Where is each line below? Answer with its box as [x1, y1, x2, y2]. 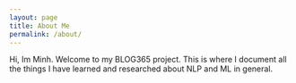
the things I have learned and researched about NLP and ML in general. [9, 63, 274, 74]
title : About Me [9, 21, 70, 30]
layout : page [9, 12, 58, 22]
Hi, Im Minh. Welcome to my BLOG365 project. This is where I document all [9, 54, 287, 65]
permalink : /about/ [9, 29, 83, 38]
